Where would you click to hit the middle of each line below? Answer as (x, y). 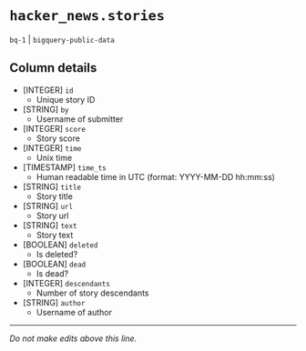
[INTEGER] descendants (66, 283)
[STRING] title (52, 186)
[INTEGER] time (52, 147)
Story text (55, 235)
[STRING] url (48, 206)
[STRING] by (46, 109)
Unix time (54, 157)
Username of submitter (80, 119)
